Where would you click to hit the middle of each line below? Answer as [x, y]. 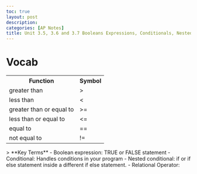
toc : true [18, 11]
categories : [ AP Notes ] [35, 28]
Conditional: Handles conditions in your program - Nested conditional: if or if [98, 159]
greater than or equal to [42, 110]
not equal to [26, 138]
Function [42, 81]
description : [22, 22]
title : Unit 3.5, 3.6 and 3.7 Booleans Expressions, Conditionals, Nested [99, 33]
